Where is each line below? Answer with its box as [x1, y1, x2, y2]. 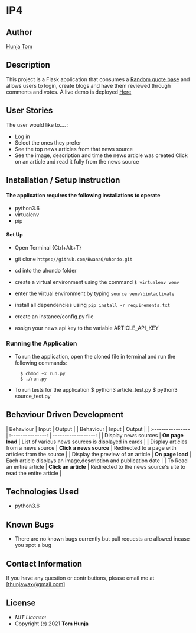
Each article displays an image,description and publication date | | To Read [6, 457, 188, 464]
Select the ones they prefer [14, 139, 81, 146]
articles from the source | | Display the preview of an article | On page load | [6, 450, 192, 458]
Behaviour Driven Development [6, 410, 124, 420]
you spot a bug [14, 542, 52, 549]
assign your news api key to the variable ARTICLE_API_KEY [14, 324, 159, 332]
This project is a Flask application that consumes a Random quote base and [6, 75, 190, 83]
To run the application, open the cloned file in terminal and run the [14, 353, 176, 360]
